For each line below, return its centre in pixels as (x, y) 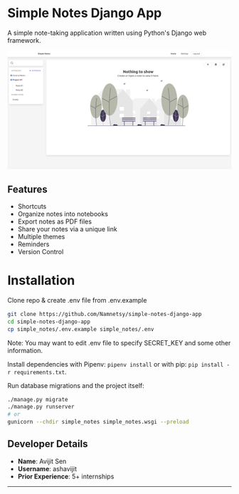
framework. (24, 40)
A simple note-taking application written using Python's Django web (107, 33)
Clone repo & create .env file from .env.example (77, 300)
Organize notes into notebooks (63, 214)
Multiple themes (41, 237)
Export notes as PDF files (55, 221)
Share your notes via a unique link (67, 229)
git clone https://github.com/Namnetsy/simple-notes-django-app (105, 314)
